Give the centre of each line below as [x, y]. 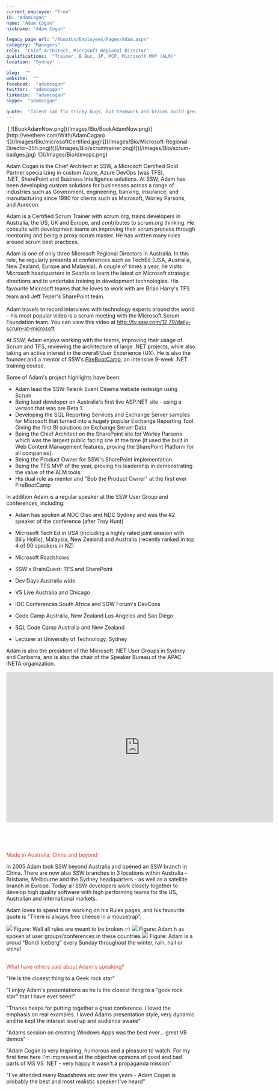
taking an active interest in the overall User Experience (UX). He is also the [99, 352]
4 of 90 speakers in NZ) [44, 545]
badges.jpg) [21, 154]
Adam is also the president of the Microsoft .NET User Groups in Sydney [96, 651]
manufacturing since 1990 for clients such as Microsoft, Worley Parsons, [96, 198]
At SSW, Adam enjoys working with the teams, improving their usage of [94, 340]
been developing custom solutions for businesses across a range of [90, 185]
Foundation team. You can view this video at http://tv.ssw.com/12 [87, 322]
